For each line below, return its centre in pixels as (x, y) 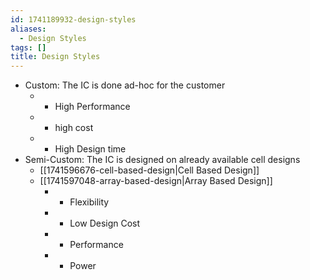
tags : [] (28, 47)
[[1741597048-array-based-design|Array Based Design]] (156, 181)
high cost (74, 128)
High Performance (92, 107)
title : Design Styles (55, 57)
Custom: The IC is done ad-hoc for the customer (125, 85)
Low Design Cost (105, 223)
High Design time (90, 149)
